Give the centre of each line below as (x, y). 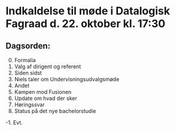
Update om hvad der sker (45, 98)
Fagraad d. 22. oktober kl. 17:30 (86, 24)
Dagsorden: (28, 46)
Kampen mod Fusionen (43, 92)
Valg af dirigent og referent (48, 66)
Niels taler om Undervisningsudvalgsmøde (67, 79)
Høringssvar (29, 105)
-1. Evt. (14, 123)
